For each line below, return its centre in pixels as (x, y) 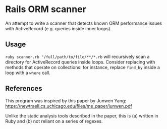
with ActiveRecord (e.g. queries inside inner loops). (59, 28)
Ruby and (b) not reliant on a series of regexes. (54, 121)
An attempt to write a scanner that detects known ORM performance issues (84, 23)
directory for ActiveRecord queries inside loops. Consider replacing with (80, 62)
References (24, 88)
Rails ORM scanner (46, 9)
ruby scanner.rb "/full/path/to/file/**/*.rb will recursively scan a (77, 56)
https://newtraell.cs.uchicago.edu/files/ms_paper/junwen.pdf (69, 106)
